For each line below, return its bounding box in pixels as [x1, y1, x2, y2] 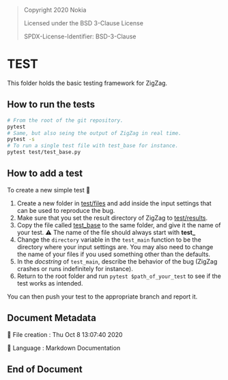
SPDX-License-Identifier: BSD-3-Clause [23, 32, 137, 40]
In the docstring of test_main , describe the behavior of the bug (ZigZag [16, 257, 218, 266]
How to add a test [7, 168, 83, 179]
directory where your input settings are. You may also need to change [16, 242, 214, 251]
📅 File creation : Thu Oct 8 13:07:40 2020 [7, 330, 123, 338]
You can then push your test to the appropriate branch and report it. [7, 292, 198, 301]
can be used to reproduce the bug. [16, 206, 115, 214]
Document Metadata [7, 312, 97, 324]
